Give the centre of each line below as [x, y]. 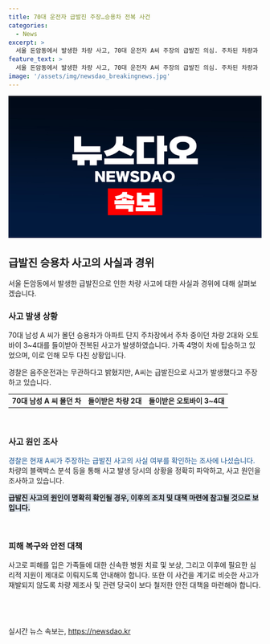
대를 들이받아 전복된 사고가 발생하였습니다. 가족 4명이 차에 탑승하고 [142, 345]
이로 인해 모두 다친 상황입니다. [79, 355]
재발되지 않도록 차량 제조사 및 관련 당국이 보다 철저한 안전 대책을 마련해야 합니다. [135, 585]
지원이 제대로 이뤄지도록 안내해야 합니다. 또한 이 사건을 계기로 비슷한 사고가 [141, 575]
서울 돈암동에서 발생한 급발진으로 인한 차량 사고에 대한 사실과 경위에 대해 [122, 283]
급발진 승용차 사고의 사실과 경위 [82, 262]
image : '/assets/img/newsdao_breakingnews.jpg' [90, 76]
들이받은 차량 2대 [115, 401]
